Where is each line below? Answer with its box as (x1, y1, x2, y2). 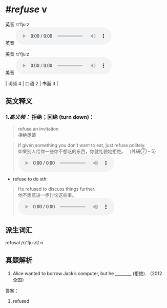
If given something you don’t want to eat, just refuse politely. (17, 142, 146, 148)
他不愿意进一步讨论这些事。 (17, 192, 77, 198)
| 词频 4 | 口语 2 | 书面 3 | (5, 80, 58, 86)
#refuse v (5, 4, 47, 15)
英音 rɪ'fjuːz (5, 21, 30, 27)
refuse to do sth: (12, 176, 48, 182)
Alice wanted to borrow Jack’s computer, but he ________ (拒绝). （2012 (12, 270, 162, 277)
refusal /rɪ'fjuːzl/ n (5, 240, 44, 246)
